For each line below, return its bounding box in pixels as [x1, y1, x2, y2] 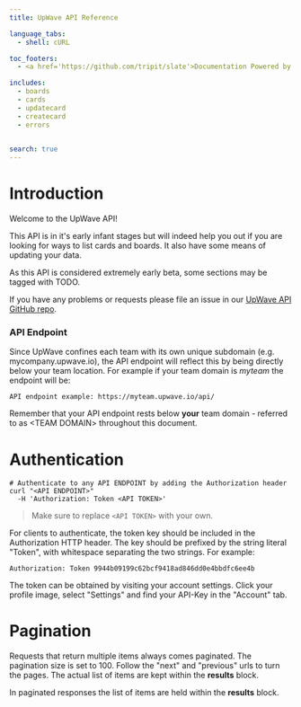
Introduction [9, 183, 104, 204]
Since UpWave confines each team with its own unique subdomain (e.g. [9, 347, 275, 358]
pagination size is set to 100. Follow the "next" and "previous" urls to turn [9, 660, 280, 671]
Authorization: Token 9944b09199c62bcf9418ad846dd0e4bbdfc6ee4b [9, 564, 255, 573]
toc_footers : [9, 54, 58, 63]
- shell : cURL [17, 38, 70, 47]
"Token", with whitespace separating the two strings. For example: [9, 547, 255, 558]
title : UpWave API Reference [9, 13, 119, 22]
